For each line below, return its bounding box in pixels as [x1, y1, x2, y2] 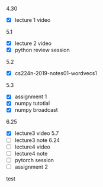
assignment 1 [14, 93, 47, 100]
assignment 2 [14, 163, 49, 170]
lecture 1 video [14, 17, 51, 23]
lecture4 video [14, 143, 50, 150]
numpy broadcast [14, 107, 58, 114]
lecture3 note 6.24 [14, 136, 60, 144]
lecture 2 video [14, 40, 52, 47]
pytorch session [14, 156, 54, 163]
